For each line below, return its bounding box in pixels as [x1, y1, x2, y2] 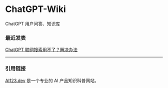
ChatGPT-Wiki [5, 3, 66, 15]
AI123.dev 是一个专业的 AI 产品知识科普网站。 [5, 77, 99, 83]
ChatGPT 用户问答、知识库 [5, 20, 60, 26]
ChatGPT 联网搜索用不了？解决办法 [5, 46, 78, 53]
